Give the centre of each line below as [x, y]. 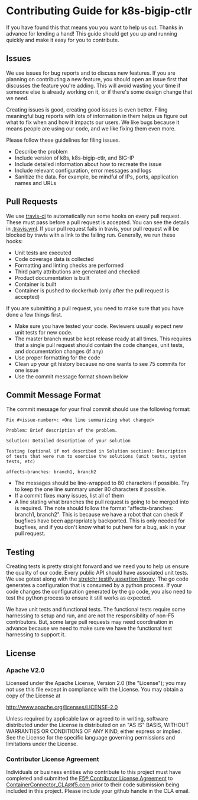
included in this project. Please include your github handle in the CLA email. [98, 791]
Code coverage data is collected [54, 259]
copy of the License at [33, 696]
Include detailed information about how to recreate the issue [88, 164]
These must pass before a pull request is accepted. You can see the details [98, 222]
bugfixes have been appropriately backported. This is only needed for [100, 521]
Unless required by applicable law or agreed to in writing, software [87, 718]
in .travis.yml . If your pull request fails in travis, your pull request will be [92, 228]
